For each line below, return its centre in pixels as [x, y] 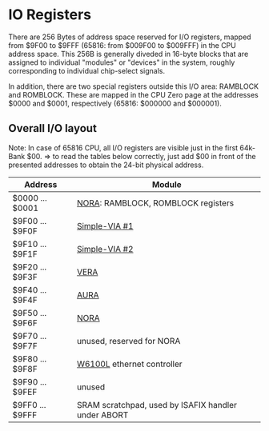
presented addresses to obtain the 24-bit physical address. [106, 165]
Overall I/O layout [53, 128]
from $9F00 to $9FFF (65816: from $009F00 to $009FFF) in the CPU [122, 45]
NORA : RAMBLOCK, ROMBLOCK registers [155, 203]
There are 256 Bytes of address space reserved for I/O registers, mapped [130, 37]
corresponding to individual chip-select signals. [87, 70]
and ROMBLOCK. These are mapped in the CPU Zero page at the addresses [133, 94]
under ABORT [102, 415]
